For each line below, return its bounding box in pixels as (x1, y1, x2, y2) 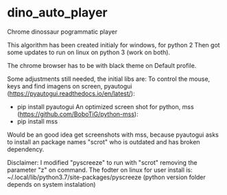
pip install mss (16, 117, 58, 125)
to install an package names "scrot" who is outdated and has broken (7, 137, 200, 146)
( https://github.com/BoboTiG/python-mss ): (16, 110, 139, 118)
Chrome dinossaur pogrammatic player (7, 27, 118, 36)
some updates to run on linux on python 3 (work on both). (7, 48, 170, 56)
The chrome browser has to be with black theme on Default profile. (7, 61, 197, 69)
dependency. (7, 145, 45, 153)
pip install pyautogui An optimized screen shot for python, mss (16, 102, 194, 111)
